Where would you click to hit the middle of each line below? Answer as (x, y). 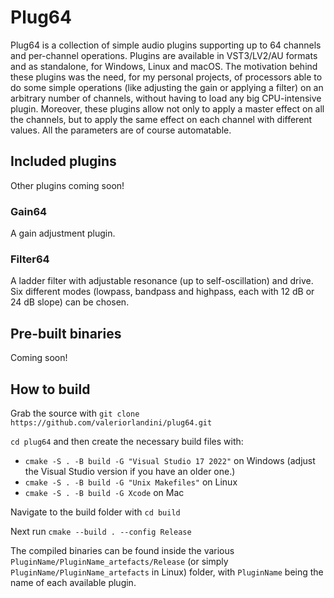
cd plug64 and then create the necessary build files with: (127, 441)
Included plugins (63, 161)
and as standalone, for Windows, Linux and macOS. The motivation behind (164, 66)
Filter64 (30, 259)
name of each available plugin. (73, 582)
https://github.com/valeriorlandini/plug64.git (111, 422)
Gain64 (29, 211)
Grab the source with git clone (75, 413)
